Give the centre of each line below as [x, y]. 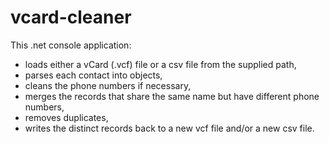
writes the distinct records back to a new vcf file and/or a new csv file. [169, 128]
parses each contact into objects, [93, 75]
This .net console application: [71, 45]
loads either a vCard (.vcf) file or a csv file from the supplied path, [160, 64]
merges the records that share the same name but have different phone [172, 96]
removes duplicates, [66, 117]
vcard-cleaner [71, 17]
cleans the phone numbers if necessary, [108, 85]
